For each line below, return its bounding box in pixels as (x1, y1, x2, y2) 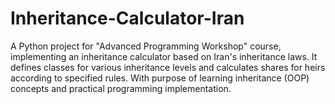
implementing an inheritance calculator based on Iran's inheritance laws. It (10, 50, 318, 62)
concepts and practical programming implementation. (10, 82, 232, 94)
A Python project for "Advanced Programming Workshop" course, (10, 40, 282, 52)
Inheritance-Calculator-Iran (10, 7, 245, 30)
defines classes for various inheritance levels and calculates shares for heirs (10, 61, 326, 73)
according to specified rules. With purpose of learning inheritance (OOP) (10, 72, 310, 84)
